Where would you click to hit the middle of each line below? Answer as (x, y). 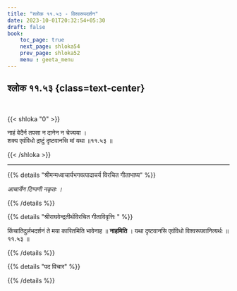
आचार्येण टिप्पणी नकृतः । (35, 189)
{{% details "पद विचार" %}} (44, 266)
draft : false (26, 27)
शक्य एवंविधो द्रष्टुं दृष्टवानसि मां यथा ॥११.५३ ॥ (60, 140)
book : (15, 33)
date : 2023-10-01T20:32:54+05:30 (56, 20)
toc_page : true (42, 40)
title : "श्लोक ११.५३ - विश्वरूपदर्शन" (53, 14)
